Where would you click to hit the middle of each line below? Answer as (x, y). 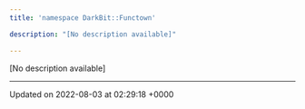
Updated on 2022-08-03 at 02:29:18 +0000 (92, 94)
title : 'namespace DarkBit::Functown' (83, 18)
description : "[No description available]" (93, 34)
